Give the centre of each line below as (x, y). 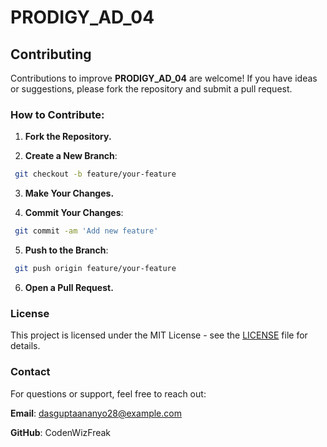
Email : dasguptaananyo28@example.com (96, 413)
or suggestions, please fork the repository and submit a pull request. (151, 89)
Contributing (51, 54)
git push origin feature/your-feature (95, 269)
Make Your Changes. (69, 193)
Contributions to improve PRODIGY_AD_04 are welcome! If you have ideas (164, 78)
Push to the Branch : (66, 250)
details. (25, 346)
